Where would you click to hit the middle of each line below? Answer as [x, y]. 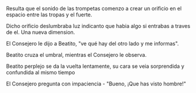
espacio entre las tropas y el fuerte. [49, 15]
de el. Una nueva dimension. [41, 32]
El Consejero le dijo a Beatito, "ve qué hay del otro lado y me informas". [93, 44]
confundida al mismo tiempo [41, 72]
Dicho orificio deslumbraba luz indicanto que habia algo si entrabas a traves [98, 26]
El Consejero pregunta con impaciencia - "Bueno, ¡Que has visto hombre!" [96, 84]
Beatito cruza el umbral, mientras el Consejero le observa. [77, 55]
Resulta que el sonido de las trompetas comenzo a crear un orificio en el [94, 8]
